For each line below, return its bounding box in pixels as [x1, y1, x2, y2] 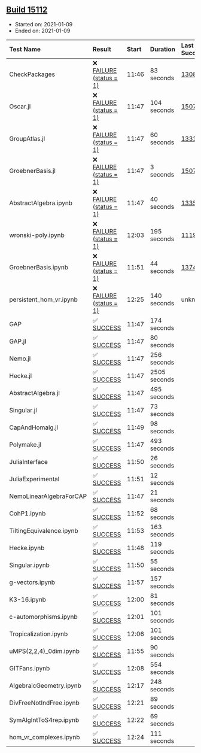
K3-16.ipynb [9, 595, 47, 603]
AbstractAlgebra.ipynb [9, 199, 73, 207]
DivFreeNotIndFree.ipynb [9, 699, 80, 707]
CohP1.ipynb [9, 509, 46, 517]
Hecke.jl [9, 371, 32, 379]
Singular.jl [9, 406, 37, 414]
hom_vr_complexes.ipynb [9, 733, 80, 741]
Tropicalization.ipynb [9, 630, 68, 638]
